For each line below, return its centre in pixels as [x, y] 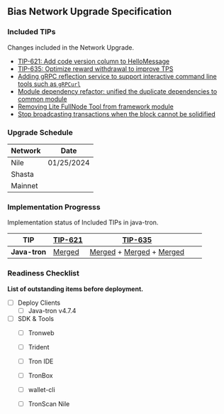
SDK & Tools [36, 318]
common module [42, 99]
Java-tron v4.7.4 [52, 310]
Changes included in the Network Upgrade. [71, 47]
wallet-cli [41, 390]
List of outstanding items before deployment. [75, 289]
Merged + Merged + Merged [137, 252]
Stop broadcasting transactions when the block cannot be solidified [117, 114]
